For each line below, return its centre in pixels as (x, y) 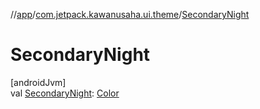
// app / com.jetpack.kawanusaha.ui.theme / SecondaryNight (130, 14)
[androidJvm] (38, 82)
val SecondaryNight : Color (65, 93)
